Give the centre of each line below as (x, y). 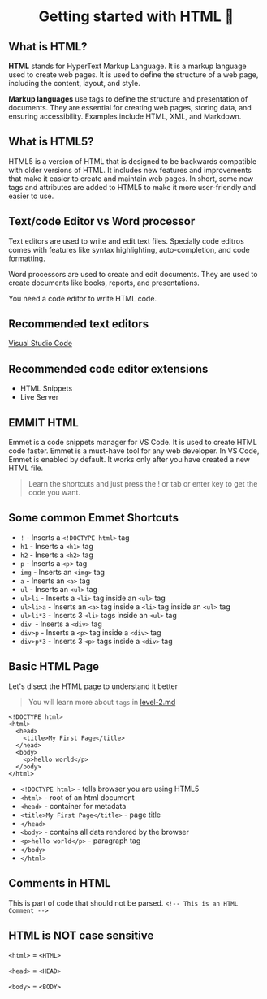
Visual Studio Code (41, 344)
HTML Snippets (46, 388)
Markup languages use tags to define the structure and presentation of (128, 99)
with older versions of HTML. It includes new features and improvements (130, 170)
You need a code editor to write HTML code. (82, 298)
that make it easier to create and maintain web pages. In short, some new (131, 179)
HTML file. (26, 468)
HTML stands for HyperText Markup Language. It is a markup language (127, 66)
